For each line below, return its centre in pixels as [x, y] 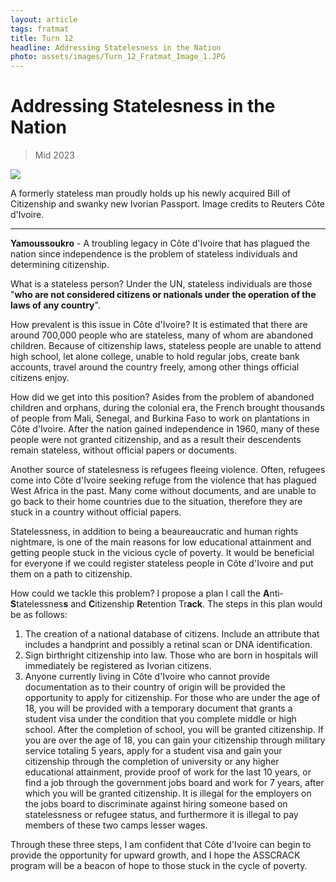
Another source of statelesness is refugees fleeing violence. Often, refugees [168, 470]
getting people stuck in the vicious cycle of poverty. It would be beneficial [162, 553]
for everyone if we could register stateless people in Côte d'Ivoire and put [162, 563]
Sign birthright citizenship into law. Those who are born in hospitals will [171, 655]
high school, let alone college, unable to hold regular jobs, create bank [155, 357]
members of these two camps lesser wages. [116, 825]
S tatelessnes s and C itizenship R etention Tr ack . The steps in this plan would [166, 604]
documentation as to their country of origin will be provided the [155, 687]
